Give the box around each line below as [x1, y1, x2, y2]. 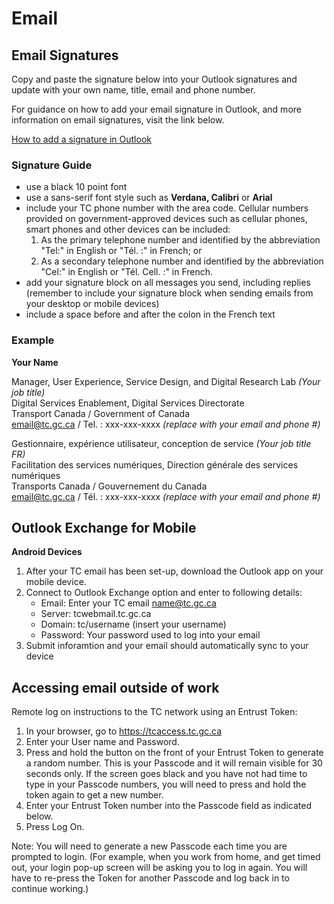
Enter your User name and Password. [25, 736, 180, 748]
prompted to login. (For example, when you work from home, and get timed [11, 851, 321, 863]
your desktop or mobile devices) [25, 298, 160, 310]
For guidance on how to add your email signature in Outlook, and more [11, 103, 302, 115]
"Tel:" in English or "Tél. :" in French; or [40, 245, 203, 257]
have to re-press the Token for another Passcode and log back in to [11, 872, 290, 884]
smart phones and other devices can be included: [25, 223, 231, 236]
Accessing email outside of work [11, 679, 220, 696]
